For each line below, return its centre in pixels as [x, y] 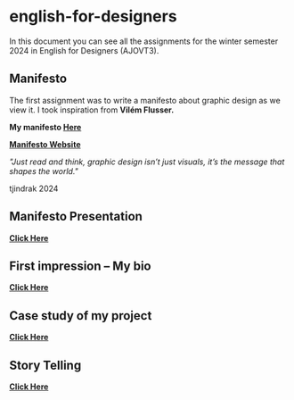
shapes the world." [44, 171]
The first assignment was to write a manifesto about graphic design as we [145, 100]
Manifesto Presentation [76, 217]
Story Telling [45, 365]
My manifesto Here [45, 127]
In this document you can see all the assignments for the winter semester [144, 41]
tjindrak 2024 [34, 188]
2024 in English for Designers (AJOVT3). [84, 50]
